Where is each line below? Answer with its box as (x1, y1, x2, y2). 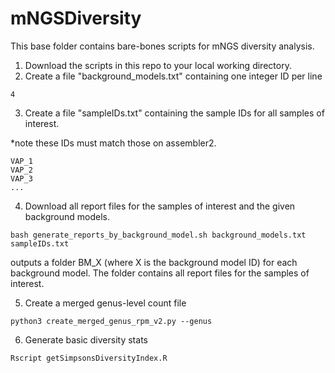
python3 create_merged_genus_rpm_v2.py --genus (10, 316, 213, 326)
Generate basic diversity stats (24, 333, 148, 346)
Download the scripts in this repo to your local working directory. (24, 59, 292, 71)
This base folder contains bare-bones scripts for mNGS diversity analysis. (10, 40, 315, 52)
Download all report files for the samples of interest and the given (24, 200, 296, 212)
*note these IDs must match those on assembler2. (10, 137, 217, 149)
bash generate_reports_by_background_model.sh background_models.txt (10, 230, 307, 240)
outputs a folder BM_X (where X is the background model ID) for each (10, 256, 298, 268)
